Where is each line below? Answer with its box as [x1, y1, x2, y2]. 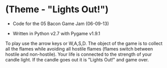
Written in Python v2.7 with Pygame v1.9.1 [12, 30, 101, 36]
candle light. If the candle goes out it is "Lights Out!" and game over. [5, 56, 149, 62]
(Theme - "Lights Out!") [5, 4, 109, 15]
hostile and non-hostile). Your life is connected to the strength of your [5, 51, 152, 57]
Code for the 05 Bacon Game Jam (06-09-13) [12, 20, 109, 27]
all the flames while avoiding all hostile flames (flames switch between [5, 46, 153, 52]
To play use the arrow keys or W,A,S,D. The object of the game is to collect [5, 40, 163, 47]
